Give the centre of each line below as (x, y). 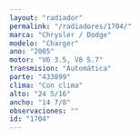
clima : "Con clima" (46, 85)
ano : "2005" (32, 52)
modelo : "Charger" (44, 43)
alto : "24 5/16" (40, 94)
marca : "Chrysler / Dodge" (60, 34)
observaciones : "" (44, 111)
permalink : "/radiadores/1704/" (70, 26)
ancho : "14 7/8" (40, 102)
